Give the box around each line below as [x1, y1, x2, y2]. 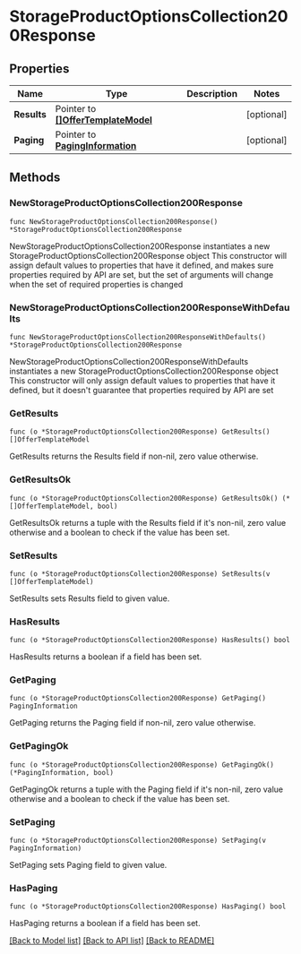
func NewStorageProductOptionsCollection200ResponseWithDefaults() [9, 332, 267, 341]
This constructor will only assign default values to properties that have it [9, 374, 276, 386]
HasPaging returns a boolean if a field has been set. [9, 918, 201, 929]
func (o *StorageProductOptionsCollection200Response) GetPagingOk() [9, 760, 275, 769]
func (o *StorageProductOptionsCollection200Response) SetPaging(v [9, 836, 267, 846]
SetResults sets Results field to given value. [9, 593, 170, 604]
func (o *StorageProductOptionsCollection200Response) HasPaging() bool [9, 902, 287, 911]
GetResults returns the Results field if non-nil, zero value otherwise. [9, 451, 259, 462]
